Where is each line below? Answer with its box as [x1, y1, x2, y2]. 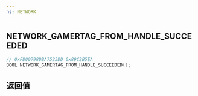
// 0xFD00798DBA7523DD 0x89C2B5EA [6, 57, 94, 63]
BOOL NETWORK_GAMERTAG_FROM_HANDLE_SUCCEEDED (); [6, 62, 131, 68]
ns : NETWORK [6, 8, 36, 15]
